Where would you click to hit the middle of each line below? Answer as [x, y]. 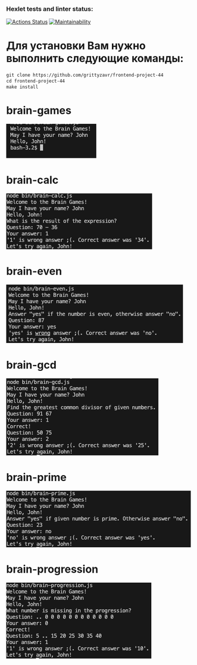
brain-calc [32, 180]
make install [22, 87]
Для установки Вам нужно [76, 46]
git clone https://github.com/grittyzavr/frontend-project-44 [85, 75]
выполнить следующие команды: [95, 59]
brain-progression [52, 569]
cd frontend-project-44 [36, 81]
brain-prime [37, 477]
